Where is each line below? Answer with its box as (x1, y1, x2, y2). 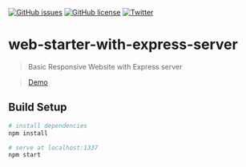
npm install (8, 129, 48, 137)
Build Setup (8, 101, 67, 114)
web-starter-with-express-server (8, 36, 238, 54)
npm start (8, 151, 42, 159)
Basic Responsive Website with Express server (27, 62, 183, 71)
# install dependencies (8, 121, 88, 129)
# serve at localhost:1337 (8, 144, 99, 152)
